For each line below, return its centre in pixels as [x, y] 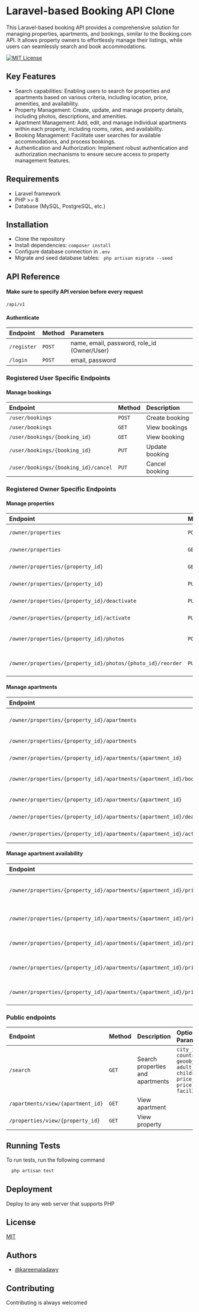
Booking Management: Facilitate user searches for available [88, 135]
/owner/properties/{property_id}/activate [70, 618]
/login [18, 360]
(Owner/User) [90, 351]
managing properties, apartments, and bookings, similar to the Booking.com [99, 33]
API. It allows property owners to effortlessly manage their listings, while [94, 40]
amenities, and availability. [47, 103]
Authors [22, 1255]
